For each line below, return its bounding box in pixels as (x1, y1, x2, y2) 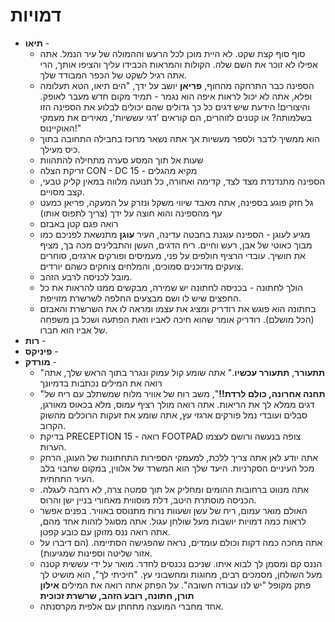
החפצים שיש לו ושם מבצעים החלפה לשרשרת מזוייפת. (39, 292, 242, 304)
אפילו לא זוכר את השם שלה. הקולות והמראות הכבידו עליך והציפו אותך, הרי (39, 58, 318, 70)
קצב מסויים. (39, 185, 85, 198)
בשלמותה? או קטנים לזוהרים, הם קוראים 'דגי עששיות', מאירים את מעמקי (39, 111, 313, 123)
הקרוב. (39, 419, 67, 431)
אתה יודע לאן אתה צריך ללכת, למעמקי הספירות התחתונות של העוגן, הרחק (39, 451, 319, 463)
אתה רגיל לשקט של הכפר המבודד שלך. (39, 69, 187, 81)
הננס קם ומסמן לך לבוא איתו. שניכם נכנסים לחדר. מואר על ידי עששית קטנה (39, 557, 323, 569)
